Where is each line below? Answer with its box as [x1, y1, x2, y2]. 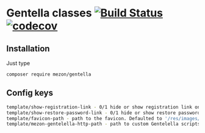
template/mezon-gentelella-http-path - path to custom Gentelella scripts [6, 121, 201, 128]
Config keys [6, 88, 54, 98]
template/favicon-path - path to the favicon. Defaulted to [6, 115, 163, 121]
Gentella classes [6, 6, 92, 20]
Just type [6, 60, 31, 66]
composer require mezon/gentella [6, 71, 92, 77]
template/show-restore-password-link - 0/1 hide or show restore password [6, 110, 201, 116]
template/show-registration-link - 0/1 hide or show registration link [6, 104, 192, 110]
